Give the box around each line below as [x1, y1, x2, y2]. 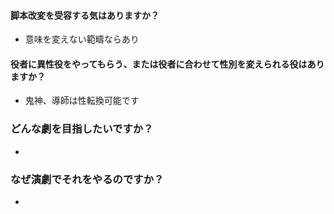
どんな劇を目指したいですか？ [10, 122, 154, 136]
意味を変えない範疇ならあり [24, 33, 140, 45]
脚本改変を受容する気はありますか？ [10, 9, 160, 21]
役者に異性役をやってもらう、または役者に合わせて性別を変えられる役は [10, 58, 308, 70]
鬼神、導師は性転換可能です [24, 95, 140, 107]
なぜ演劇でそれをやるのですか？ [10, 172, 165, 186]
